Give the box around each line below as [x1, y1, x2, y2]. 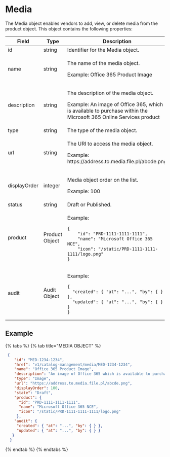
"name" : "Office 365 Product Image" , [14, 367, 94, 372]
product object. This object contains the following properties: [5, 25, 133, 31]
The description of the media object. [67, 89, 153, 96]
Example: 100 [67, 188, 100, 195]
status [8, 201, 23, 208]
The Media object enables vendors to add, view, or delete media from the [5, 20, 158, 26]
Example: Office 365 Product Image [67, 71, 153, 78]
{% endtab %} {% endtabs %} [5, 446, 68, 452]
